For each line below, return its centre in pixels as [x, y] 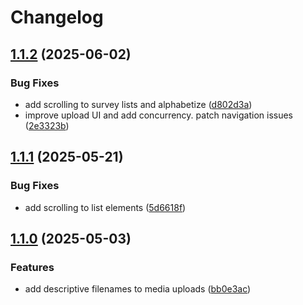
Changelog [57, 17]
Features [32, 267]
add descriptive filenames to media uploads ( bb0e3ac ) [138, 289]
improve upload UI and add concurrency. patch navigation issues [159, 115]
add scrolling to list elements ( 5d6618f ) [105, 207]
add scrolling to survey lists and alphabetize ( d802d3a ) [138, 104]
